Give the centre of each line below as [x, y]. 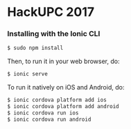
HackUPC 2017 [51, 12]
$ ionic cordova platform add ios [57, 100]
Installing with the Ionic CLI [54, 34]
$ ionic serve [28, 74]
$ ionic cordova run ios [43, 113]
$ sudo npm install [35, 48]
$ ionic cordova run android [49, 119]
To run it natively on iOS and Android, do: [66, 87]
